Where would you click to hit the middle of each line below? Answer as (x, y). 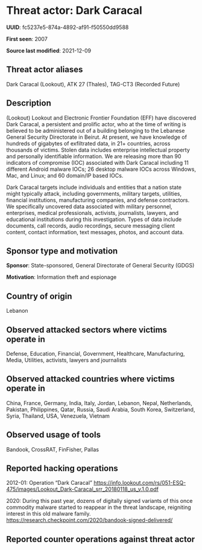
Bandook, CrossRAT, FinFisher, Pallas (53, 449)
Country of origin (39, 296)
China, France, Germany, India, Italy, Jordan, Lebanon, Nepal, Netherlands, (99, 403)
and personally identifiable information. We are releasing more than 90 (94, 156)
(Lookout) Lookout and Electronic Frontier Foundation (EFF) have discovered (101, 118)
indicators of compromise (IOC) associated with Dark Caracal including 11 (97, 162)
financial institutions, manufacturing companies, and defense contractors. (98, 200)
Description (29, 103)
